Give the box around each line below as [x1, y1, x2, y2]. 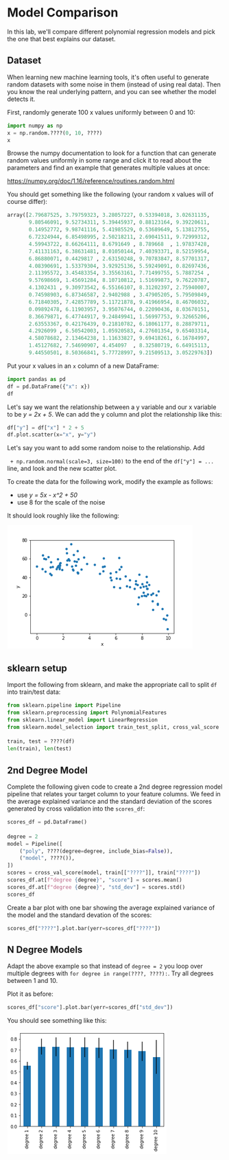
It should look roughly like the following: [7, 511, 120, 520]
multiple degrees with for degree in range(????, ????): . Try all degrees [7, 969, 214, 977]
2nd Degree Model [7, 764, 88, 776]
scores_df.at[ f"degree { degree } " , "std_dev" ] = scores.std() [7, 883, 186, 890]
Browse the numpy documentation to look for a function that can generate [7, 149, 217, 157]
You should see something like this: [7, 1017, 108, 1025]
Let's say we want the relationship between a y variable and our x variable [7, 403, 217, 411]
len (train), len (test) [7, 745, 72, 752]
